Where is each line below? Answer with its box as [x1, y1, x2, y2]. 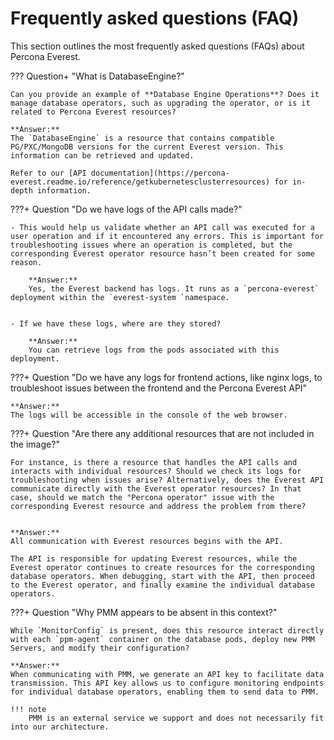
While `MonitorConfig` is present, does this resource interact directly [10, 625, 325, 636]
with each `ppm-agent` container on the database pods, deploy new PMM [10, 634, 315, 644]
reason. [10, 257, 43, 267]
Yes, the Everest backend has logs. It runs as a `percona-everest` [28, 283, 320, 294]
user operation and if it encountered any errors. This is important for [10, 231, 325, 241]
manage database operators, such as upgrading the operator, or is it [10, 98, 311, 108]
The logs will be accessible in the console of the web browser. [10, 410, 288, 420]
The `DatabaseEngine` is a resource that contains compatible [10, 133, 275, 143]
